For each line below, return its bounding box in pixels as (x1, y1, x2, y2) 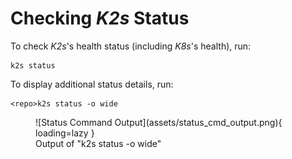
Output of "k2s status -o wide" (35, 137, 162, 149)
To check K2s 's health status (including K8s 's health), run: (10, 40, 252, 52)
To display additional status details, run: (10, 78, 174, 90)
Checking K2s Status (10, 7, 190, 30)
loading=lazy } (35, 127, 95, 139)
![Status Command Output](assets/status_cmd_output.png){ (35, 116, 283, 128)
